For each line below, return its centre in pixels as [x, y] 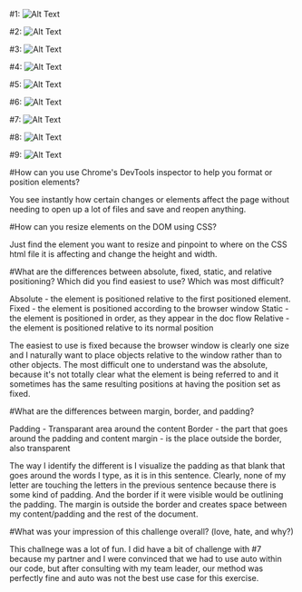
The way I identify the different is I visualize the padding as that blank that [147, 466]
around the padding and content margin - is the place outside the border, [146, 439]
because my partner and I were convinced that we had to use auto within [146, 559]
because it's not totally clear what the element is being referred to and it [144, 374]
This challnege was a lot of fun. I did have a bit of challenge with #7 [136, 549]
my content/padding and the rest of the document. [104, 514]
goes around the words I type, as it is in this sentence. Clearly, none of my [148, 475]
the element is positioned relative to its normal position [112, 328]
